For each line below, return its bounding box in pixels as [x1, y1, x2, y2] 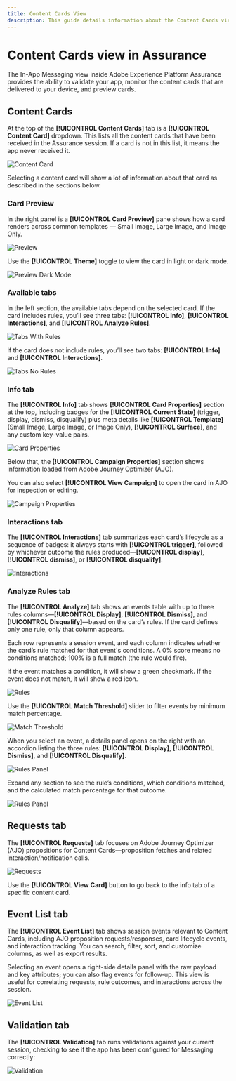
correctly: [7, 1053, 36, 1061]
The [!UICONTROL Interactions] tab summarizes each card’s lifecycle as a [7, 533, 223, 541]
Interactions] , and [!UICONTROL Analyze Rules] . [7, 319, 151, 327]
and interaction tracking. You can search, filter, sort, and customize [7, 942, 202, 950]
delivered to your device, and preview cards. [7, 85, 136, 93]
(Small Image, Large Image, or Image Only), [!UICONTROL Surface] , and [7, 423, 218, 432]
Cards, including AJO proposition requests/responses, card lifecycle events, [7, 934, 228, 943]
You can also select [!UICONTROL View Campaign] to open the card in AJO [7, 479, 228, 487]
